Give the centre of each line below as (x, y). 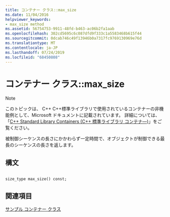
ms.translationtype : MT (30, 43)
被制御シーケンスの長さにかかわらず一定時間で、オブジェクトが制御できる (83, 139)
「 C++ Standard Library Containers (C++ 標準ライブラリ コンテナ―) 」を (81, 121)
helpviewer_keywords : (28, 19)
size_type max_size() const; (36, 179)
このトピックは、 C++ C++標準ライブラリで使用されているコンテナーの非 (82, 109)
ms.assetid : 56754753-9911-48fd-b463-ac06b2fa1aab (60, 29)
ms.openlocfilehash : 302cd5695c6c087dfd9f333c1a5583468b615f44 (74, 34)
